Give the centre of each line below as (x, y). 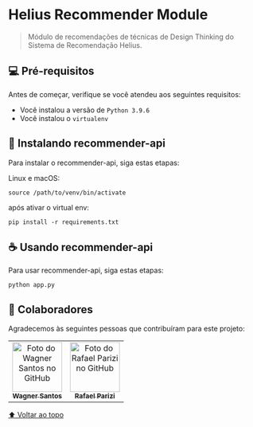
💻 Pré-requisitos (51, 71)
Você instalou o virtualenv (64, 118)
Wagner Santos (37, 396)
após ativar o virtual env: (49, 207)
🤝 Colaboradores (51, 309)
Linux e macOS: (34, 178)
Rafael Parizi (95, 396)
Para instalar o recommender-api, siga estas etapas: (94, 163)
